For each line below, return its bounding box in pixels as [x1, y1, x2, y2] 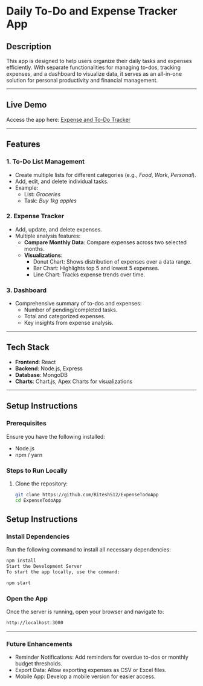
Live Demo [6, 100, 47, 110]
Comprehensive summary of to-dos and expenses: [14, 300, 142, 307]
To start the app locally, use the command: [6, 569, 120, 575]
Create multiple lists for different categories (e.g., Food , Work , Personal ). [14, 171, 196, 178]
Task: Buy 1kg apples [24, 197, 77, 204]
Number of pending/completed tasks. [24, 306, 118, 313]
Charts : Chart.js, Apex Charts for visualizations [14, 378, 133, 385]
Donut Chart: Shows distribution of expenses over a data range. [33, 258, 192, 265]
